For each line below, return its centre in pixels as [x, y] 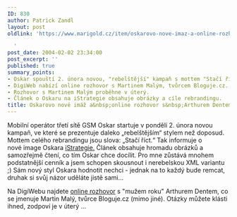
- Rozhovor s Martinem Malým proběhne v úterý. [79, 92]
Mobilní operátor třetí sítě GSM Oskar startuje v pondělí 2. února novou [110, 125]
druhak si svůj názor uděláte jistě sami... [66, 178]
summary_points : [31, 72]
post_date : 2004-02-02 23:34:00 [55, 53]
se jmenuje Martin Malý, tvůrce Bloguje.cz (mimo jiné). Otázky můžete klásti [117, 199]
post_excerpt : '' [33, 60]
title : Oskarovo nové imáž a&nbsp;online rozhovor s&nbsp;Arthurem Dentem [120, 105]
